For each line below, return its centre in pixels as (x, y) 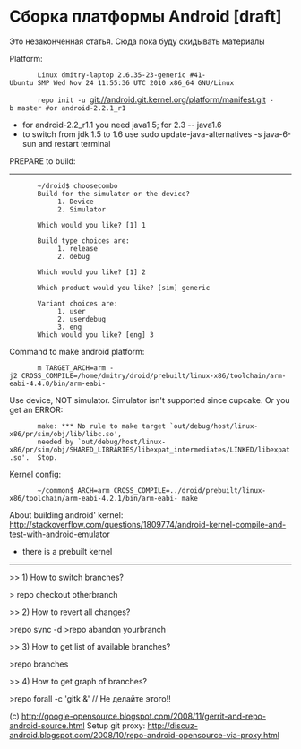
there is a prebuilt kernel (67, 551)
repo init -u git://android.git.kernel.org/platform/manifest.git (151, 99)
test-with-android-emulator (60, 534)
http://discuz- (173, 725)
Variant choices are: (77, 303)
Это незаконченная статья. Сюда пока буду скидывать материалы (138, 41)
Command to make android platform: (77, 351)
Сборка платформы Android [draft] (146, 17)
